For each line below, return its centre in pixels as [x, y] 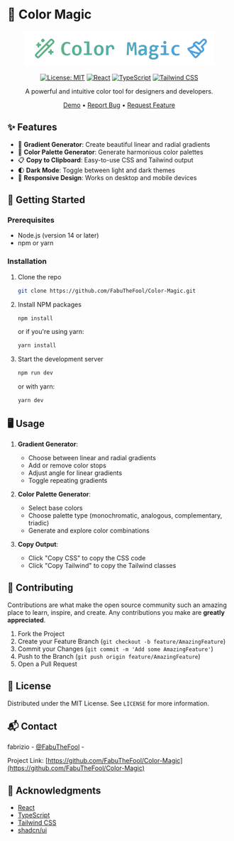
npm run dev [35, 373]
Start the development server [61, 359]
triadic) [39, 523]
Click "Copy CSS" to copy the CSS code [87, 558]
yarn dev [30, 401]
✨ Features [32, 127]
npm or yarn [35, 243]
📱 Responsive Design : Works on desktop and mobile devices [107, 177]
